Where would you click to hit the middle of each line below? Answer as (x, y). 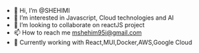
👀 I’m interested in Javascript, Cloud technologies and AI (94, 18)
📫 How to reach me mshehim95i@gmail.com (78, 33)
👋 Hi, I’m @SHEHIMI (42, 11)
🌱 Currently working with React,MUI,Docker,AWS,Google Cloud (103, 42)
